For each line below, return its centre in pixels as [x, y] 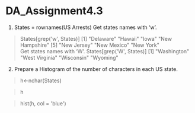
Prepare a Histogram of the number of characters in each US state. [96, 69]
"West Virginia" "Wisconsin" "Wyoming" [69, 57]
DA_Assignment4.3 [54, 11]
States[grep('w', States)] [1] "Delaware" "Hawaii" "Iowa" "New [96, 38]
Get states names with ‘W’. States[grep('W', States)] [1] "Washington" [105, 51]
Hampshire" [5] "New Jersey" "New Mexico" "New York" [89, 45]
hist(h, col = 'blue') [43, 103]
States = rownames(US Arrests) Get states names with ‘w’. [85, 27]
